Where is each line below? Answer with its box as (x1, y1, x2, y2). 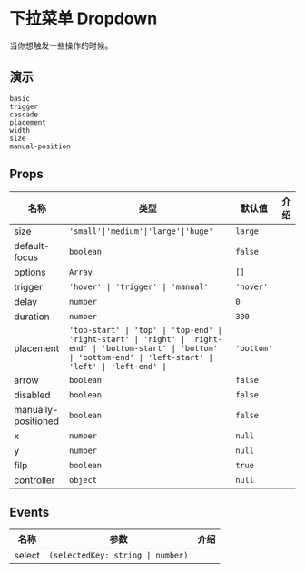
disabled (14, 388, 51, 401)
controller (14, 474, 55, 487)
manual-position (9, 142, 71, 151)
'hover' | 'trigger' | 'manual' (68, 281, 209, 292)
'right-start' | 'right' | (68, 334, 186, 344)
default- (14, 239, 50, 252)
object (68, 475, 98, 485)
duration (14, 310, 50, 323)
